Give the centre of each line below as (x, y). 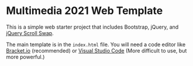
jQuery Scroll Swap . (30, 33)
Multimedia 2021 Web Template (85, 11)
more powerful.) (25, 57)
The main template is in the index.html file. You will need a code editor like (96, 44)
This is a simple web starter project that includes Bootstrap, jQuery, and (92, 27)
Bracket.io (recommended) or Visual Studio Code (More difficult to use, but (96, 50)
